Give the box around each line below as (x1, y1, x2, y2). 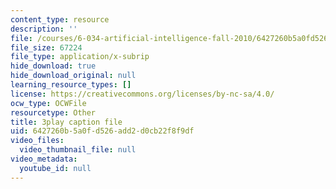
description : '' (10, 24, 78, 34)
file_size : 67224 (10, 42, 83, 53)
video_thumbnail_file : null (19, 145, 137, 155)
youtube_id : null (19, 163, 92, 173)
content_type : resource (10, 14, 110, 25)
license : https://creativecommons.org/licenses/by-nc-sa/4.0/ (10, 89, 275, 99)
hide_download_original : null (10, 71, 137, 81)
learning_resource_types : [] (10, 80, 132, 90)
